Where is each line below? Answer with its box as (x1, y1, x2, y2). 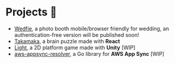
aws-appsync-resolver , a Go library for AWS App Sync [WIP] (14, 50, 165, 57)
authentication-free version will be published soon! (14, 31, 139, 38)
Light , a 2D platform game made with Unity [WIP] (14, 44, 136, 51)
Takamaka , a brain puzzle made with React (14, 37, 120, 45)
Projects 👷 (5, 5, 57, 19)
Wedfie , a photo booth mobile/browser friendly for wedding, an (14, 25, 169, 32)
